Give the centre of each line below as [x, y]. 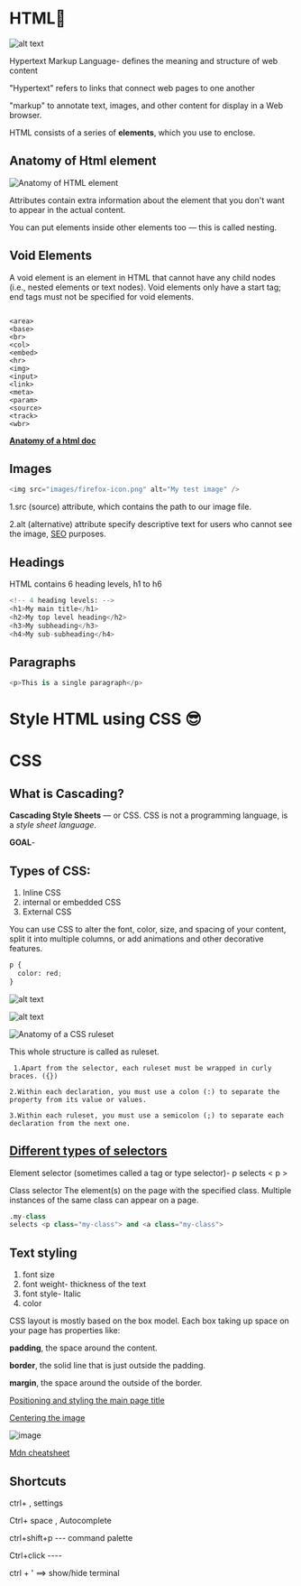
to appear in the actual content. [68, 209]
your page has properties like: [65, 1331]
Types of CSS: [50, 871]
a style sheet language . [53, 825]
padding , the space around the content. [83, 1348]
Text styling [43, 1252]
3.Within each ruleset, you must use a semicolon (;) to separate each [146, 1115]
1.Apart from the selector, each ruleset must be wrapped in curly [142, 1068]
